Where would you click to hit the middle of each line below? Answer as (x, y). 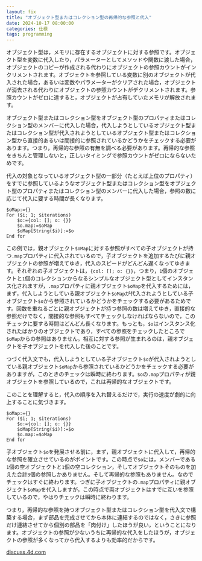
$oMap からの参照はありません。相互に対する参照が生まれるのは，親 (90, 339)
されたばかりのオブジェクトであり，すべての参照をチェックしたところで (96, 331)
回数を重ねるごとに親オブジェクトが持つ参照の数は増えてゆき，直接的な (106, 309)
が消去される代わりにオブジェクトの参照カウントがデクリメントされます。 (99, 90)
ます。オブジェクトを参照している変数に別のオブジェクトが (117, 75)
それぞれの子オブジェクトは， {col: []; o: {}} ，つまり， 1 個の (94, 271)
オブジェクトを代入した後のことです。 (74, 346)
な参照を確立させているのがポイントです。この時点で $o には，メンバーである (101, 460)
